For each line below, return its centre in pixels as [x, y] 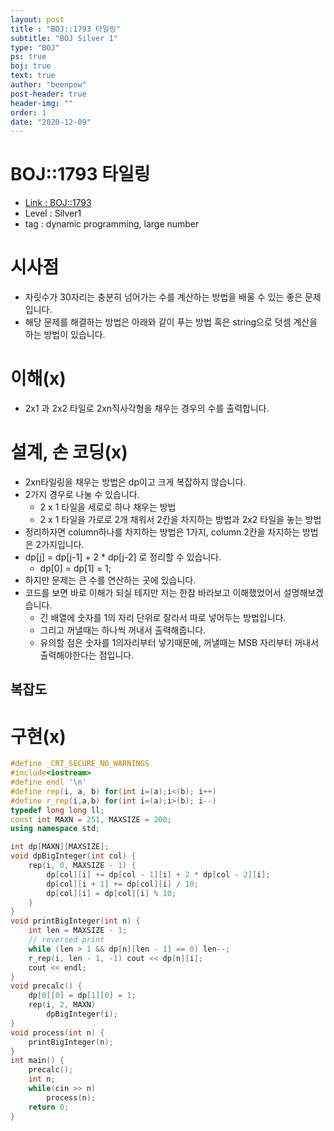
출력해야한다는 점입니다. [87, 655]
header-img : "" [42, 103]
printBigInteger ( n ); [71, 1042]
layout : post [37, 19]
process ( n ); [71, 1097]
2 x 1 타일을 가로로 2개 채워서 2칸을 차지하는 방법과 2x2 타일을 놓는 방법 [180, 519]
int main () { [37, 1061]
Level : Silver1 [53, 213]
